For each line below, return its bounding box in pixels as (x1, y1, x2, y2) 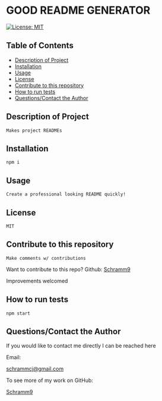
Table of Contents (6, 41, 74, 51)
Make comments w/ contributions (6, 255, 86, 261)
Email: (6, 354, 21, 361)
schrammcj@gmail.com (6, 365, 64, 372)
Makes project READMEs (6, 128, 62, 133)
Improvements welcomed (6, 277, 68, 284)
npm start (6, 310, 31, 316)
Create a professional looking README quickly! (6, 191, 126, 197)
